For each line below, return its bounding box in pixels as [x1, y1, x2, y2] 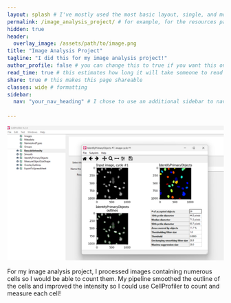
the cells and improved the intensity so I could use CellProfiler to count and [7, 282, 220, 290]
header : [7, 33, 30, 40]
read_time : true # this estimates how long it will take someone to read [7, 69, 223, 76]
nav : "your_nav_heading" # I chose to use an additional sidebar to [13, 98, 214, 105]
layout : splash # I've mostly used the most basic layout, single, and [7, 11, 217, 18]
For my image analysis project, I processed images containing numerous [7, 267, 212, 275]
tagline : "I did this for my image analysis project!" [7, 55, 168, 62]
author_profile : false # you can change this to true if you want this [7, 62, 217, 69]
